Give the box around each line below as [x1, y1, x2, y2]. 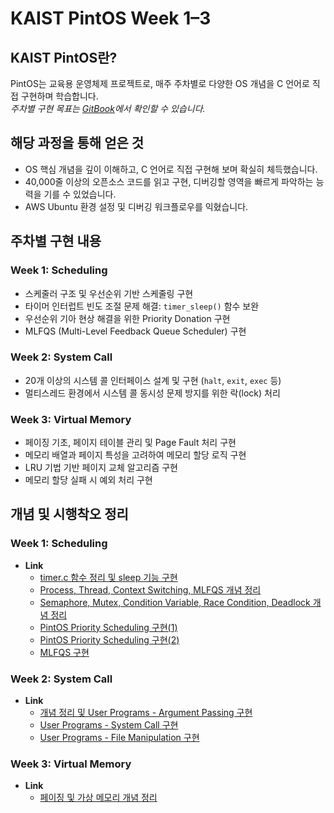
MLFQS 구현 [39, 646, 90, 658]
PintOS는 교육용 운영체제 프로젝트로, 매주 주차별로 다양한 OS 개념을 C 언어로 [10, 78, 310, 89]
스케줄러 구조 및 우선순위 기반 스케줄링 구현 [24, 287, 194, 299]
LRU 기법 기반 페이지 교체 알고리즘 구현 [24, 462, 178, 474]
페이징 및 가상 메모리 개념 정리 [39, 792, 158, 804]
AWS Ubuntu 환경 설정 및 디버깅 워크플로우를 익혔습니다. [24, 200, 249, 212]
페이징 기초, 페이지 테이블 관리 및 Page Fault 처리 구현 [24, 437, 237, 449]
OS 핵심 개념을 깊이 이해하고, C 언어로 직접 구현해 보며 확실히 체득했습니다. [24, 163, 318, 175]
